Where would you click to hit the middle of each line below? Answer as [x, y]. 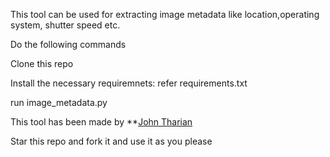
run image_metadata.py [59, 102]
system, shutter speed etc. [65, 25]
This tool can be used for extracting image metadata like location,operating [165, 14]
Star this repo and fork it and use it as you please [111, 141]
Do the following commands [68, 44]
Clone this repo [42, 63]
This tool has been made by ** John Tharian [101, 122]
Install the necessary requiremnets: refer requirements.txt [129, 83]
